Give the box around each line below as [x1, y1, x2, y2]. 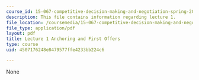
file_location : [6, 19, 44, 25]
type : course [6, 42, 38, 48]
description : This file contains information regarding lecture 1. [6, 14, 176, 20]
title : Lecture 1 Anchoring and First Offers [6, 36, 120, 42]
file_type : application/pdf [6, 25, 76, 31]
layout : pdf [6, 31, 36, 36]
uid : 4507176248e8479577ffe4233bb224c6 [6, 47, 105, 53]
